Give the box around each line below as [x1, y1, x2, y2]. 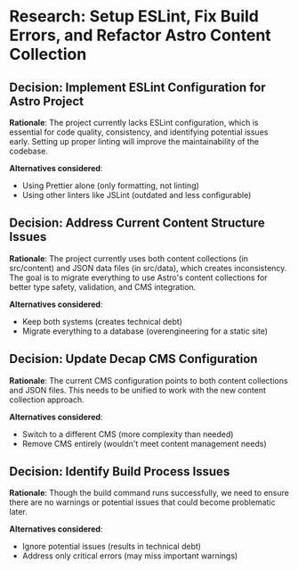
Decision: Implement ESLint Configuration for [9, 79, 266, 95]
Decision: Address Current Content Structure [9, 216, 265, 231]
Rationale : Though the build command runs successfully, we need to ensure [9, 488, 289, 499]
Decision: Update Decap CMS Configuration [9, 351, 258, 367]
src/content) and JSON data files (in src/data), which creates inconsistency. [9, 262, 287, 273]
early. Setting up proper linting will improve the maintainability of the [9, 136, 260, 146]
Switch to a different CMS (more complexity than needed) [21, 428, 234, 439]
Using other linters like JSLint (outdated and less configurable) [21, 190, 252, 200]
